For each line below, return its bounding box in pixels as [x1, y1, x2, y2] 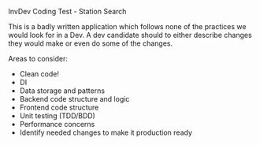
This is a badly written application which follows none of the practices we [8, 22, 247, 31]
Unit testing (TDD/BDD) [19, 111, 96, 121]
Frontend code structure [19, 102, 99, 112]
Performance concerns [19, 120, 95, 128]
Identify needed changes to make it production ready [19, 128, 193, 137]
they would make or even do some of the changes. [8, 39, 173, 48]
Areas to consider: [8, 54, 69, 63]
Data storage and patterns [19, 86, 105, 95]
